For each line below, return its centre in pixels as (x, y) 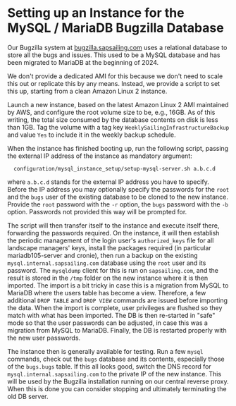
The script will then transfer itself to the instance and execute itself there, (113, 225)
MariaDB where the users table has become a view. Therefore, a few (107, 293)
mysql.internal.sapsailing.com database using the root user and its (107, 263)
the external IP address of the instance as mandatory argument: (100, 156)
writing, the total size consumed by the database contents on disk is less (113, 119)
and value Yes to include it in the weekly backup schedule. (92, 135)
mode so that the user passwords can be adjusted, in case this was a (107, 323)
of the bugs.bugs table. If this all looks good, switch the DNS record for (109, 366)
